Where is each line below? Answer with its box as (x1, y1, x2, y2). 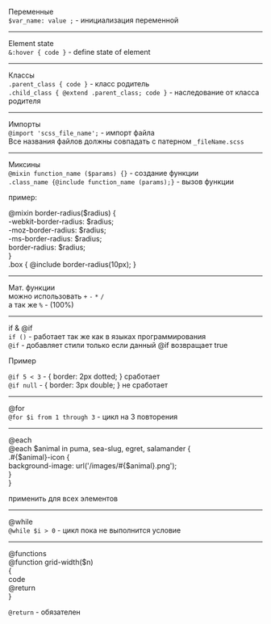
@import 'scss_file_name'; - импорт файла (8, 128, 155, 137)
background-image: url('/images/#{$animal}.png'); (8, 461, 177, 471)
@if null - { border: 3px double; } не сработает (8, 380, 169, 390)
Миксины (8, 160, 41, 169)
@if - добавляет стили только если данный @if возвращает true (8, 341, 228, 350)
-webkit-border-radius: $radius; (8, 217, 115, 226)
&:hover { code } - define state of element (8, 48, 151, 57)
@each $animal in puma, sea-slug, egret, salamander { (8, 444, 191, 453)
